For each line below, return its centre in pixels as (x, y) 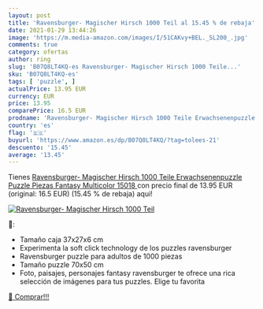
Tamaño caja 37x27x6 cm (61, 240)
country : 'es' (31, 125)
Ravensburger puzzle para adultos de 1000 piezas (101, 256)
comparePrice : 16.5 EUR (47, 111)
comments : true (33, 45)
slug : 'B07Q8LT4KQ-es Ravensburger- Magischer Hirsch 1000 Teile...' (125, 67)
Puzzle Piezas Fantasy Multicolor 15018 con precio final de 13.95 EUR (120, 185)
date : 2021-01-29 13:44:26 (52, 30)
